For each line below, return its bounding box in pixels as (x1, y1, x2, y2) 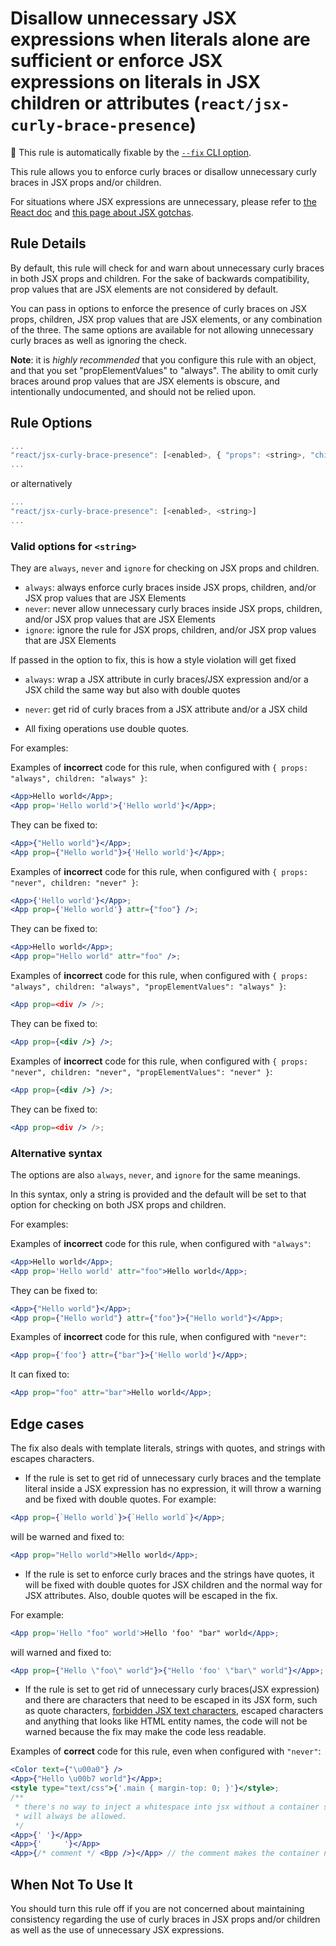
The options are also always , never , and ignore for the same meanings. (10, 1168, 301, 1181)
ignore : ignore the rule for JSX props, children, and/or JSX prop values (24, 624, 317, 636)
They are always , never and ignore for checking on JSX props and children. (10, 562, 320, 574)
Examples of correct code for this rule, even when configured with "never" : (10, 1745, 322, 1757)
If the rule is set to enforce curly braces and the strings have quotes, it (24, 1568, 315, 1580)
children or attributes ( (10, 92, 201, 115)
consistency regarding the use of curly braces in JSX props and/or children (10, 1913, 321, 1926)
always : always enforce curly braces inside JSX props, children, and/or (24, 582, 317, 594)
